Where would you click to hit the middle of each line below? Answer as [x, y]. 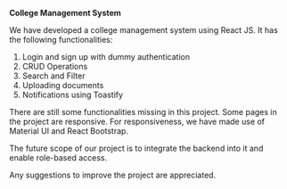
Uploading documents [63, 85]
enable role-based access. [58, 158]
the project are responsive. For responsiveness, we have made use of [137, 121]
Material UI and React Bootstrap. [69, 131]
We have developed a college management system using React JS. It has [143, 30]
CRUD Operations [55, 66]
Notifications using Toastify [72, 94]
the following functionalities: [61, 40]
